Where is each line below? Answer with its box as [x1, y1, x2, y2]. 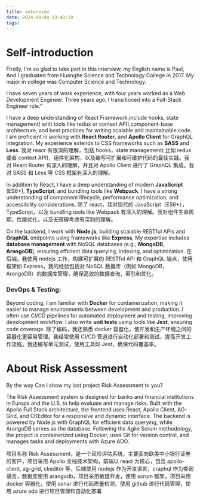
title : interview [6, 8, 50, 15]
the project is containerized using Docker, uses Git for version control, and [6, 431, 189, 438]
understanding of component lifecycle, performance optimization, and [6, 194, 179, 201]
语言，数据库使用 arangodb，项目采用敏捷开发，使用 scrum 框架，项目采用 [6, 472, 191, 480]
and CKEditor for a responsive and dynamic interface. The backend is [19, 412, 191, 419]
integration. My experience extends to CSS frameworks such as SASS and [6, 140, 189, 147]
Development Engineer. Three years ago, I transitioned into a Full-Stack [6, 96, 182, 104]
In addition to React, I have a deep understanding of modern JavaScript [6, 181, 183, 189]
